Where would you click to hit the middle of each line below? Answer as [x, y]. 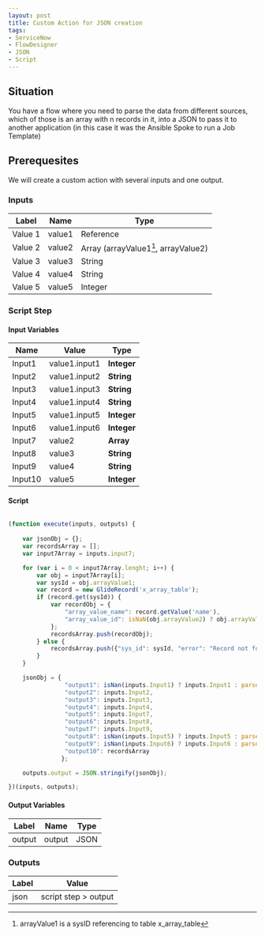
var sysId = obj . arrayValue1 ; [86, 583]
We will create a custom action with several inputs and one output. [116, 179]
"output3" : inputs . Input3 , [109, 700]
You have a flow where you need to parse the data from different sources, [128, 111]
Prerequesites [43, 161]
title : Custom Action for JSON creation [76, 23]
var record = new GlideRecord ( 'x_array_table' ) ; [118, 590]
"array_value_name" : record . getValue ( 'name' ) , [142, 612]
